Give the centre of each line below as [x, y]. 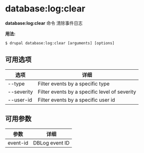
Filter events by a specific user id [76, 100]
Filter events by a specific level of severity [87, 92]
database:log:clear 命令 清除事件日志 [44, 23]
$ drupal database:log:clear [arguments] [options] [60, 43]
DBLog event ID [51, 143]
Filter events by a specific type [73, 84]
